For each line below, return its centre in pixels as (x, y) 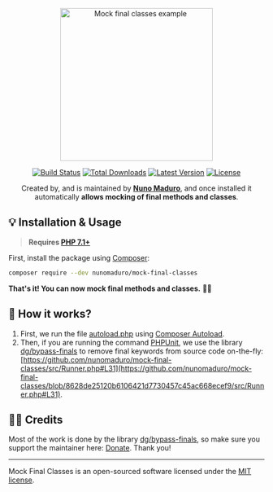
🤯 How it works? (50, 314)
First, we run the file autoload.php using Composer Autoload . (122, 333)
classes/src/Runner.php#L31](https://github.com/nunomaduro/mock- (136, 368)
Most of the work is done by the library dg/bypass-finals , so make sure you (134, 439)
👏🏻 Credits (36, 420)
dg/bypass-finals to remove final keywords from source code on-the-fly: (142, 351)
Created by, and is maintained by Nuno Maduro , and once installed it (136, 188)
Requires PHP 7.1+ (59, 242)
